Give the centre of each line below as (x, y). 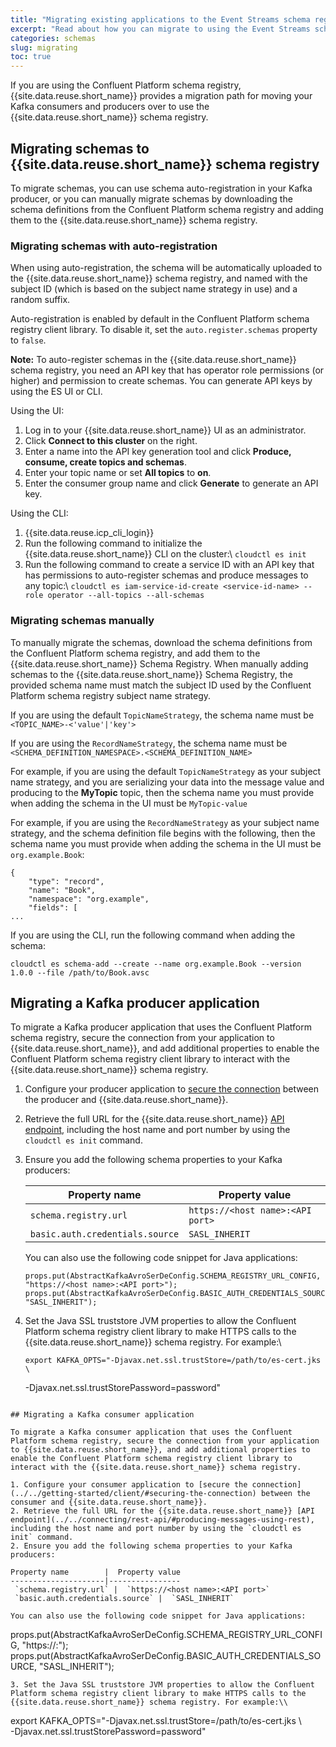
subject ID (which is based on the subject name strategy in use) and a (154, 289)
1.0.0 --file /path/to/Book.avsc (80, 972)
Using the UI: (37, 411)
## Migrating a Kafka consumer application (102, 1415)
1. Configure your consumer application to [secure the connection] (156, 1485)
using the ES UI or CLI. (56, 392)
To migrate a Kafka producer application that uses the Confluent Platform (161, 1027)
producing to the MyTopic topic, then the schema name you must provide (162, 792)
